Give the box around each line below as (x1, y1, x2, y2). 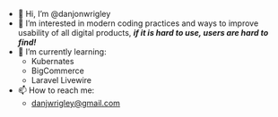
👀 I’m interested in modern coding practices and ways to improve (17, 18, 259, 29)
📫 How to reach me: (17, 85, 95, 96)
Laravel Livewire (30, 75, 92, 85)
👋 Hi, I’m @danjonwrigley (17, 9, 111, 19)
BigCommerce (30, 65, 85, 76)
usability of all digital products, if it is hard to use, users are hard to (17, 28, 269, 38)
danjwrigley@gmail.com (30, 98, 121, 108)
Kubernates (30, 56, 74, 66)
